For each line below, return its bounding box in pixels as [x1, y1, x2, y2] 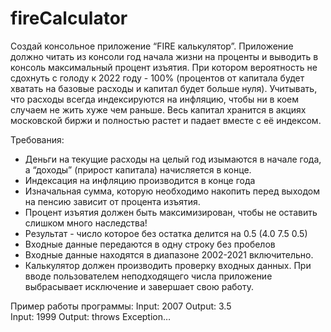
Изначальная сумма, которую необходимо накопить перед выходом [24, 185, 320, 197]
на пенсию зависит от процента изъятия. [24, 195, 201, 207]
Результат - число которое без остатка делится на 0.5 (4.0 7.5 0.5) [24, 227, 308, 239]
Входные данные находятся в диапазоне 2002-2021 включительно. [24, 248, 314, 261]
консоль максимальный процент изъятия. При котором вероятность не [10, 61, 318, 73]
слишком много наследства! [24, 217, 148, 229]
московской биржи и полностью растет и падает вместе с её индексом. [10, 114, 322, 126]
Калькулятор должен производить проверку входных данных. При [24, 259, 312, 271]
